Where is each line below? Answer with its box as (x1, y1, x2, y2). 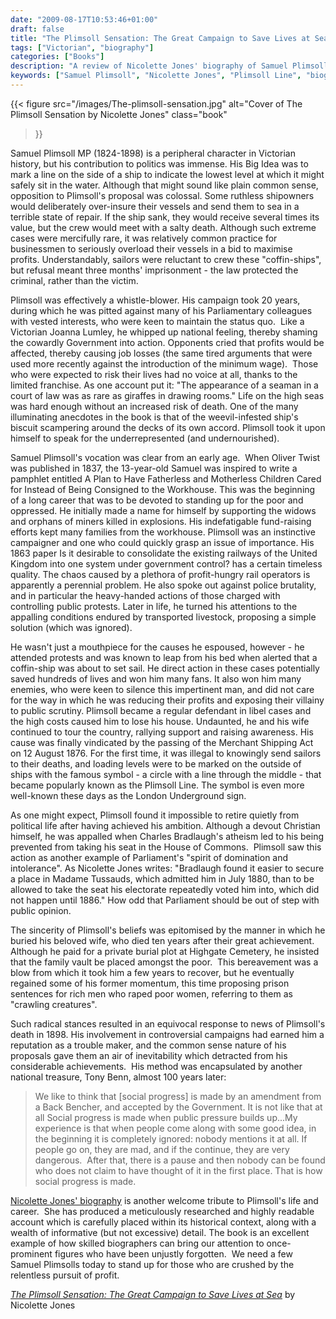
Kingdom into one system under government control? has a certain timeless (10, 557, 323, 570)
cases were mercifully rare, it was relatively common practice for (10, 232, 278, 244)
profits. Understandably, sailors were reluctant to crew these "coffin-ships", (10, 253, 322, 265)
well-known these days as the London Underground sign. (10, 789, 247, 801)
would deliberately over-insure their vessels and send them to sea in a (10, 200, 300, 212)
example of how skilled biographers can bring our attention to (10, 1237, 265, 1249)
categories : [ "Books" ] (10, 52, 105, 62)
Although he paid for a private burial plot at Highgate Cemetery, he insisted (10, 945, 320, 957)
